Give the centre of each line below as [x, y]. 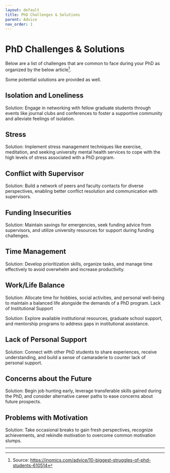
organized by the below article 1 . [38, 69]
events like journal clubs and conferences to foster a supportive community [84, 113]
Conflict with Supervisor [45, 173]
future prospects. [23, 402]
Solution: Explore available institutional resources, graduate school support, [84, 318]
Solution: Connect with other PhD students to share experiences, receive [81, 352]
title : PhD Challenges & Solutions [43, 15]
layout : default [22, 10]
